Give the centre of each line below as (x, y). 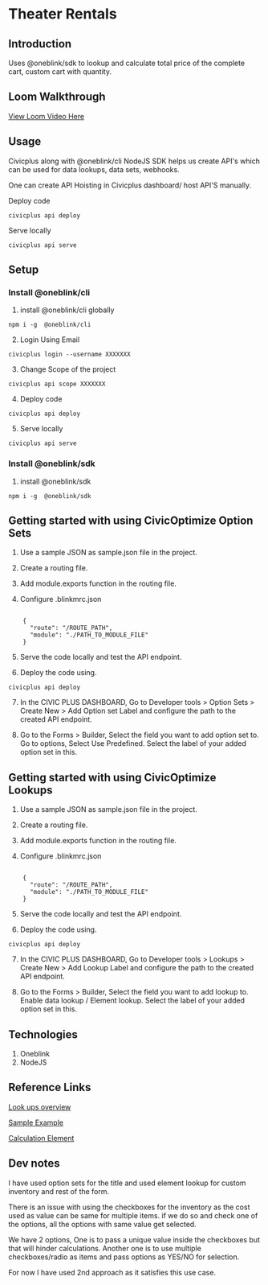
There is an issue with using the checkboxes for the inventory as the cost (129, 1207)
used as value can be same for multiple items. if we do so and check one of (133, 1215)
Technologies (43, 1034)
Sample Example (36, 1122)
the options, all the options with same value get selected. (102, 1224)
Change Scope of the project (68, 369)
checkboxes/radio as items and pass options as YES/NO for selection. (124, 1257)
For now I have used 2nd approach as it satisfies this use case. (112, 1272)
